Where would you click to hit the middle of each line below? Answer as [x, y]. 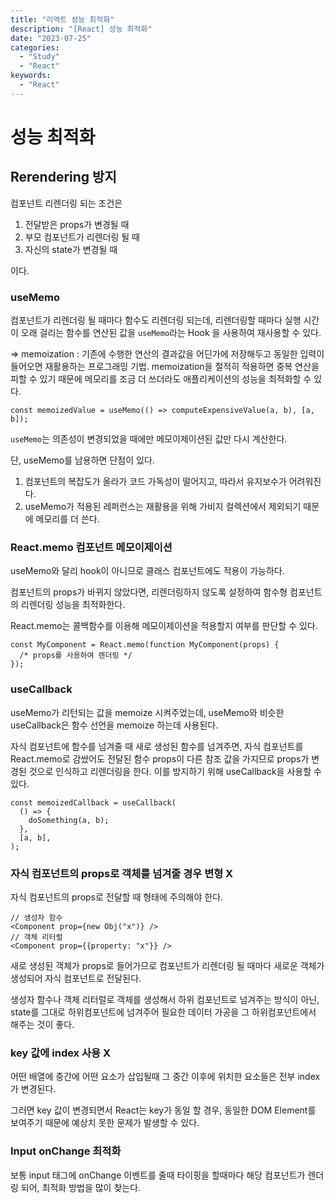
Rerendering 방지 [63, 177]
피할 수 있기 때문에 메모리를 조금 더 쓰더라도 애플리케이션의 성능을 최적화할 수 [161, 379]
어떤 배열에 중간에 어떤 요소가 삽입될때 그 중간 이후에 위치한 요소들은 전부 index [165, 1077]
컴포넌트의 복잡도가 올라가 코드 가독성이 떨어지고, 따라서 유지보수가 [155, 482]
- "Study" [39, 57]
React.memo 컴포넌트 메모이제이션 [91, 547]
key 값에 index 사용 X [61, 1053]
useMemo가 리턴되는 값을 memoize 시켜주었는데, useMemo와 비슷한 [147, 712]
